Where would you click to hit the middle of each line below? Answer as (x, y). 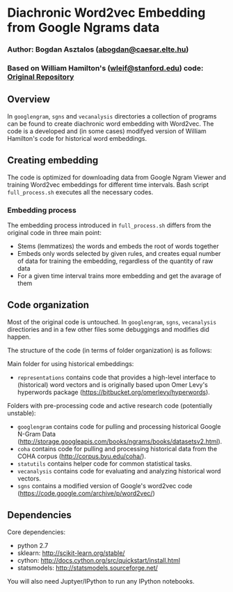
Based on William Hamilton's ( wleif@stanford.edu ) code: (105, 68)
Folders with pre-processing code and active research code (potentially (110, 405)
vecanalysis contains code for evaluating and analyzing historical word (119, 471)
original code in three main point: (55, 232)
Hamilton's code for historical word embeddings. (77, 138)
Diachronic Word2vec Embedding (106, 13)
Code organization (48, 305)
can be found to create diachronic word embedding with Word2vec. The (111, 123)
